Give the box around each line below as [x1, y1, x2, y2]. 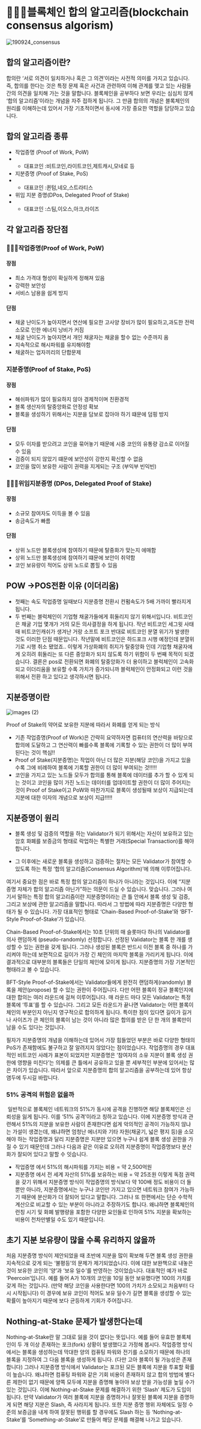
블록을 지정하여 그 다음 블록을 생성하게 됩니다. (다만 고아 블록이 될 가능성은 [6, 1356, 181, 1364]
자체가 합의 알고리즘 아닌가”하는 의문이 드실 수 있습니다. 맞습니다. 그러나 [17, 885, 186, 893]
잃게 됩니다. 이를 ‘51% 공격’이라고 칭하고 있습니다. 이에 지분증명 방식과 [22, 1112, 187, 1120]
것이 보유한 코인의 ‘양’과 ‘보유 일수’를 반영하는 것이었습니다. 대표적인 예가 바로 [6, 1267, 188, 1274]
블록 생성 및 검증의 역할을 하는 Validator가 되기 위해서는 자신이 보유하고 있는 [14, 830, 194, 837]
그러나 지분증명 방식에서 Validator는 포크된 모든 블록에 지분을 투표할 [23, 1364, 184, 1371]
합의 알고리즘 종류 [6, 132, 68, 142]
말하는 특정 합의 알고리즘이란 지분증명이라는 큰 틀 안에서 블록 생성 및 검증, [17, 893, 190, 900]
